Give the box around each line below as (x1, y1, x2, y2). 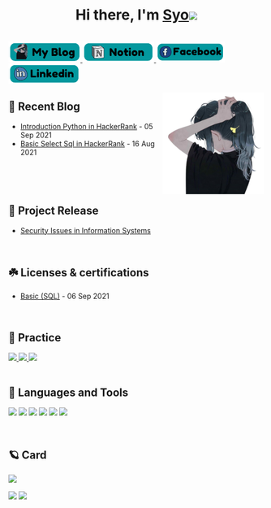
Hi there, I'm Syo (75, 6, 189, 24)
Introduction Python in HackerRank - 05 (19, 121, 153, 131)
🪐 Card (8, 449, 47, 462)
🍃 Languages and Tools (8, 385, 129, 399)
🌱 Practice (8, 331, 62, 345)
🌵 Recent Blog (8, 100, 81, 114)
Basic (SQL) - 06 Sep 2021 (19, 291, 110, 302)
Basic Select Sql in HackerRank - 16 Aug (19, 138, 156, 148)
